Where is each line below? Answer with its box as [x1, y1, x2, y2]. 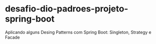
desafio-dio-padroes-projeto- [5, 3, 128, 14]
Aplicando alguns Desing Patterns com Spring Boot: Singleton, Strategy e [5, 29, 152, 35]
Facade [5, 34, 20, 40]
